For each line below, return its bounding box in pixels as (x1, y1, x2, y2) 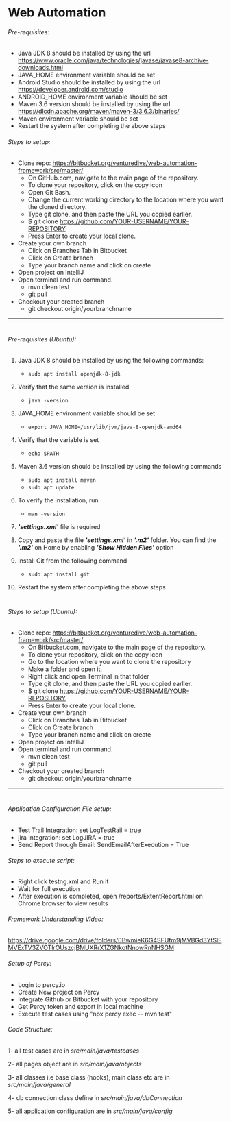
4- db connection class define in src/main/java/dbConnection (8, 1093, 182, 1101)
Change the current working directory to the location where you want (27, 195, 224, 204)
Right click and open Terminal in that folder (27, 672, 149, 681)
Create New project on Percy (17, 988, 100, 996)
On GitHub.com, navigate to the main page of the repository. (27, 173, 199, 182)
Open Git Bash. (27, 188, 71, 196)
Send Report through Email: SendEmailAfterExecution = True (17, 840, 189, 849)
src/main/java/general (8, 1080, 71, 1088)
